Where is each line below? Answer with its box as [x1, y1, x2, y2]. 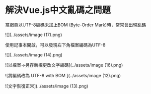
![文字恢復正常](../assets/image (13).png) [5, 83, 88, 89]
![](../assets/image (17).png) [5, 32, 62, 38]
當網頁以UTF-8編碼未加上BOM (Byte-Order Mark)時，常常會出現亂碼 [5, 22, 147, 28]
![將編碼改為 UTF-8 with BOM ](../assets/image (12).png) [5, 72, 121, 78]
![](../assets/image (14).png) [5, 51, 63, 57]
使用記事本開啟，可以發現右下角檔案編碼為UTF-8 [5, 42, 106, 47]
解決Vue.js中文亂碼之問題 [5, 4, 111, 16]
